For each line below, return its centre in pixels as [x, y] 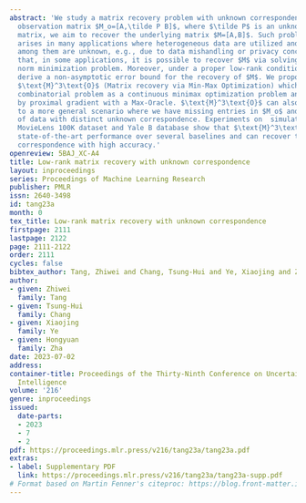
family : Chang [44, 314]
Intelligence [42, 382]
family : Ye [38, 332]
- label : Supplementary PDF [63, 467]
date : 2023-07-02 [42, 356]
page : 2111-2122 [40, 247]
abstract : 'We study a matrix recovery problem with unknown [128, 18]
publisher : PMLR [40, 188]
